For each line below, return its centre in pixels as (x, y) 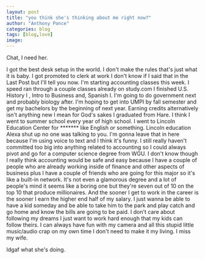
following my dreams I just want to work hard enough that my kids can (95, 218)
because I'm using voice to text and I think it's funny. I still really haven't (97, 140)
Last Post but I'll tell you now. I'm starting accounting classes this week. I (98, 82)
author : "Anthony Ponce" (38, 23)
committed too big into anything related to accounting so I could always (96, 147)
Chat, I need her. (27, 58)
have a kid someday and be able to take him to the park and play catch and (101, 205)
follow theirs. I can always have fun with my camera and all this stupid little (100, 225)
